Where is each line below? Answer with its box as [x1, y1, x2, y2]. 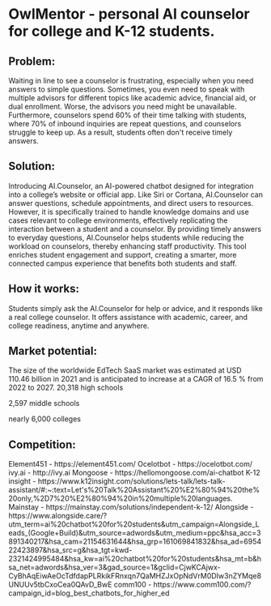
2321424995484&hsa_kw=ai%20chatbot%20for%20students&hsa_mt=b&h [8, 554, 261, 564]
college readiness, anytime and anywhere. [8, 321, 150, 331]
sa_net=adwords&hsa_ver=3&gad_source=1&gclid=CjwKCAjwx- [8, 562, 221, 572]
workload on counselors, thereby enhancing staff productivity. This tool [8, 241, 247, 251]
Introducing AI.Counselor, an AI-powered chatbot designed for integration [8, 181, 254, 190]
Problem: [8, 54, 56, 68]
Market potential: [8, 344, 97, 358]
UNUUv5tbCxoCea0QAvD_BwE [8, 580, 112, 590]
